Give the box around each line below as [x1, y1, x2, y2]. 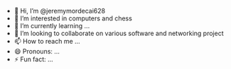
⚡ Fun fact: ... [14, 55, 53, 63]
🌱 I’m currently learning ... [14, 22, 90, 30]
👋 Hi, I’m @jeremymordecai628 [14, 7, 105, 15]
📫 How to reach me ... [14, 37, 80, 45]
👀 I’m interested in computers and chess [14, 14, 133, 23]
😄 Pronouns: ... [14, 47, 60, 56]
